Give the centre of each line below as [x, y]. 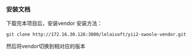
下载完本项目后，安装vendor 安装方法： [54, 23]
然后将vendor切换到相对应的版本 [46, 46]
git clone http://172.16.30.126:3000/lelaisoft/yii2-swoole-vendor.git [96, 35]
